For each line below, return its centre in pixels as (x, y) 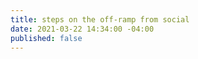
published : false (46, 38)
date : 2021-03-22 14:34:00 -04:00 (82, 29)
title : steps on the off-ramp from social (100, 19)
